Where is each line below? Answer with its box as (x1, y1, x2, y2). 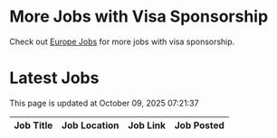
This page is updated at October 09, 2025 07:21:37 (9, 97, 199, 108)
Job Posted (174, 119, 224, 132)
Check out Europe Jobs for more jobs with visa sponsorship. (9, 36, 235, 47)
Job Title (14, 119, 53, 132)
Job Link (128, 119, 166, 132)
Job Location (62, 119, 119, 132)
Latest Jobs (9, 68, 100, 88)
